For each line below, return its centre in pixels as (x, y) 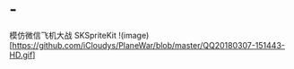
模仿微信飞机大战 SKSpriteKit (63, 35)
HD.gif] (22, 55)
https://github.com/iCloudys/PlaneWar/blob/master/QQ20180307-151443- (148, 45)
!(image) (134, 35)
